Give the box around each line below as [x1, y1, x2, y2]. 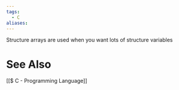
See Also [6, 58, 51, 71]
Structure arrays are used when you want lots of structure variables [6, 37, 173, 44]
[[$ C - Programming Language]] [6, 77, 88, 85]
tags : [6, 8, 20, 15]
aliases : [6, 20, 28, 26]
